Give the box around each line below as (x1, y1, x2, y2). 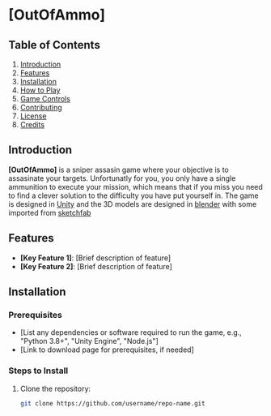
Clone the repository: (19, 384, 91, 393)
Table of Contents (8, 38, 101, 52)
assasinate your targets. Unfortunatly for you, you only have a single (8, 173, 236, 183)
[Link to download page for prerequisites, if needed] (19, 345, 194, 354)
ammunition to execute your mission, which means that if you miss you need (8, 182, 263, 191)
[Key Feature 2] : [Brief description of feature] (19, 261, 172, 271)
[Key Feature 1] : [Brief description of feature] (19, 253, 171, 263)
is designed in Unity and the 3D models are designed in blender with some (8, 199, 257, 208)
